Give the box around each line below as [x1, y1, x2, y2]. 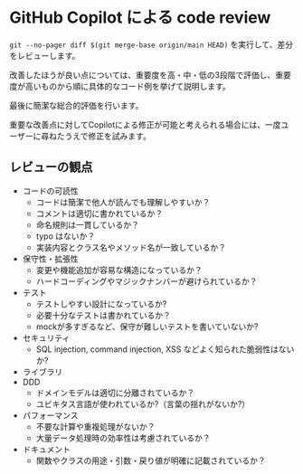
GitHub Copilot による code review [9, 7, 271, 28]
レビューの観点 [9, 159, 93, 175]
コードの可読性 [22, 185, 79, 196]
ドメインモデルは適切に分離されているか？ [35, 387, 195, 398]
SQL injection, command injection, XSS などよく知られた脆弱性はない [35, 344, 295, 355]
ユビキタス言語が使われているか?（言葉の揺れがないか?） [35, 398, 251, 409]
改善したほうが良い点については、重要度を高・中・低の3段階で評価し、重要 [9, 69, 291, 81]
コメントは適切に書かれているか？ [35, 208, 164, 219]
